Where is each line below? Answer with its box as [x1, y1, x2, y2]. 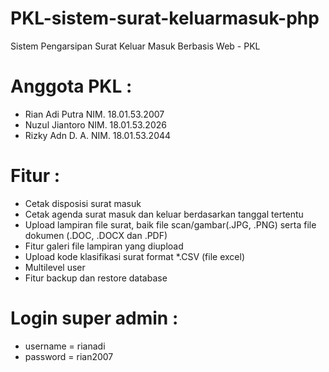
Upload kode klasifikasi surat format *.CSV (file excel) [24, 250, 246, 262]
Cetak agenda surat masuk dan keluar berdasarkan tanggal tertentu [24, 208, 304, 220]
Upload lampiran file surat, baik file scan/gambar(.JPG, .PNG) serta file [24, 218, 317, 231]
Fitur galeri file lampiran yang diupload [24, 240, 184, 252]
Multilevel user [24, 261, 86, 273]
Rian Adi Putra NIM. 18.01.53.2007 [24, 108, 165, 120]
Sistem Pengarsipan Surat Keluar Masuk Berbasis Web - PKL [10, 40, 261, 52]
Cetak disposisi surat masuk [24, 197, 142, 209]
